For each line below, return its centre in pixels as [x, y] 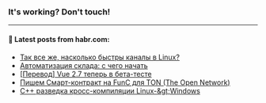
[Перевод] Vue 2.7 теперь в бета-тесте [85, 74]
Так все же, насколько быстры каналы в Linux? [100, 57]
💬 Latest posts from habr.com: [59, 39]
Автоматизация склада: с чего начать [84, 65]
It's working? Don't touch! [59, 12]
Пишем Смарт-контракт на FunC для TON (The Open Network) [125, 82]
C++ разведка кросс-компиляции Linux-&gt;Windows [110, 90]
